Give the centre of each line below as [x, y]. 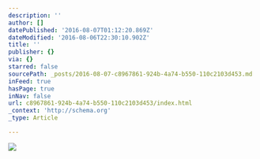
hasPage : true [32, 89]
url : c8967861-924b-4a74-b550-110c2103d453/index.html [100, 103]
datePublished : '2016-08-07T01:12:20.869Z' [81, 30]
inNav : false [30, 96]
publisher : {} [32, 52]
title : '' [24, 45]
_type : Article [33, 118]
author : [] [26, 23]
